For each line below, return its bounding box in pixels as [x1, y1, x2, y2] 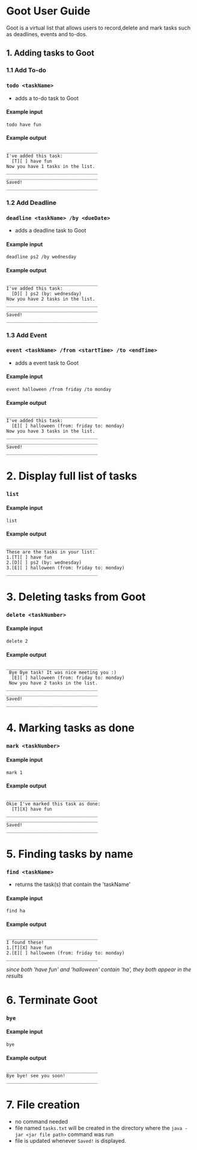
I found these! [6, 939, 44, 945]
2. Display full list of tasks [6, 469, 138, 483]
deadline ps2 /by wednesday [6, 254, 77, 260]
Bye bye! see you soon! [6, 1073, 66, 1079]
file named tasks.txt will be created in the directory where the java [14, 1125, 183, 1132]
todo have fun [6, 122, 42, 128]
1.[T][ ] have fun [6, 554, 52, 560]
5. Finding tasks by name [6, 847, 133, 861]
